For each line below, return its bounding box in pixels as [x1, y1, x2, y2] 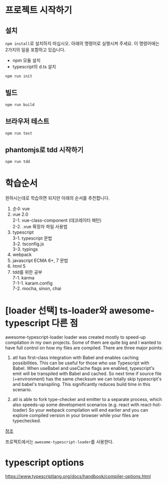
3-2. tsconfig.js [12, 241, 44, 247]
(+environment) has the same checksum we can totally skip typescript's [12, 376, 162, 382]
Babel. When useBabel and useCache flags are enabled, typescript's [12, 365, 154, 371]
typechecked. [12, 418, 41, 424]
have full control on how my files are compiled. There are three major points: [5, 345, 163, 351]
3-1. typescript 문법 [12, 235, 53, 241]
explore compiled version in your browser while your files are [12, 413, 139, 419]
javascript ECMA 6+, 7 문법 [12, 257, 69, 264]
